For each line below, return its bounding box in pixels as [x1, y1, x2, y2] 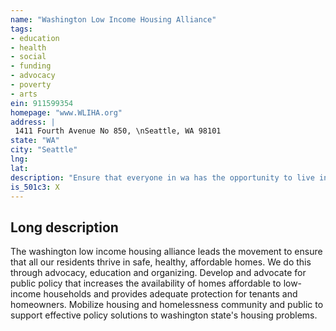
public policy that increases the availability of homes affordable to [10, 277, 282, 290]
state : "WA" [10, 136, 60, 146]
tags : [10, 24, 33, 34]
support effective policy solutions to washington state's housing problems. [10, 309, 318, 321]
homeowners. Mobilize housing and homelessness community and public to [10, 299, 324, 311]
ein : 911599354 [10, 98, 74, 108]
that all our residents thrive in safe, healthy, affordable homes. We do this [10, 256, 312, 268]
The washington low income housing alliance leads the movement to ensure [10, 246, 323, 258]
